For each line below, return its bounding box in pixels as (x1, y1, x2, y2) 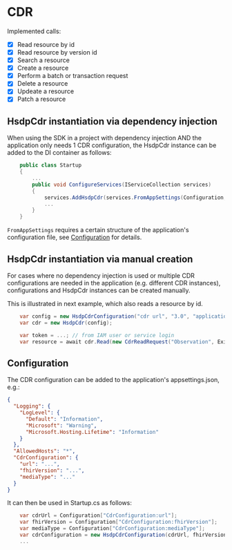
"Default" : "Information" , (25, 415, 104, 422)
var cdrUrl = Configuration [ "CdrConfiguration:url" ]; (19, 512, 177, 519)
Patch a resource (17, 95, 66, 104)
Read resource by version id (17, 48, 98, 56)
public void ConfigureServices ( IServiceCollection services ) (32, 181, 212, 188)
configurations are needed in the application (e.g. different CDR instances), (7, 278, 221, 287)
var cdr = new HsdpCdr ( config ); (19, 319, 113, 326)
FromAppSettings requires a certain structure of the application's (7, 226, 189, 234)
